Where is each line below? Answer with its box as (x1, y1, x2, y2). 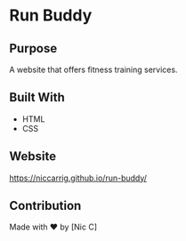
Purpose (9, 41, 58, 56)
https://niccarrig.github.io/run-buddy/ (9, 173, 148, 183)
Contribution (9, 198, 82, 213)
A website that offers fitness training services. (9, 64, 178, 75)
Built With (9, 90, 65, 105)
